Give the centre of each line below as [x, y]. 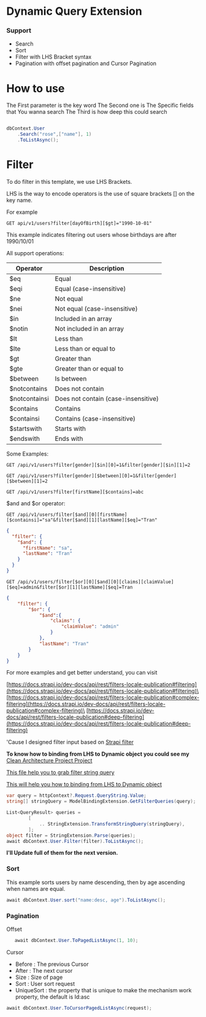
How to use [36, 88]
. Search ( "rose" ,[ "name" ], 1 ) [55, 134]
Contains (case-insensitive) [95, 418]
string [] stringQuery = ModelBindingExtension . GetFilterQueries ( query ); [101, 801]
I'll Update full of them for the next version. [62, 853]
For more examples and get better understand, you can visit [82, 673]
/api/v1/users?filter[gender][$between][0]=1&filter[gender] [97, 476]
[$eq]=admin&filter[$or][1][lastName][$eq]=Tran [70, 587]
